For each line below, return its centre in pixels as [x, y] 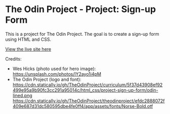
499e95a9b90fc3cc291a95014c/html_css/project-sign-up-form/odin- [85, 90]
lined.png [23, 95]
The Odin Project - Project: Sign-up [80, 9]
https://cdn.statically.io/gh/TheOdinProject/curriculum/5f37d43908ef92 [88, 85]
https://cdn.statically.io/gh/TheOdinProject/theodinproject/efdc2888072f [89, 101]
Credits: [13, 59]
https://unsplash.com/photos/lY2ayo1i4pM [57, 74]
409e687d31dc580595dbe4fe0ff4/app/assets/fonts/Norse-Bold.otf [83, 106]
